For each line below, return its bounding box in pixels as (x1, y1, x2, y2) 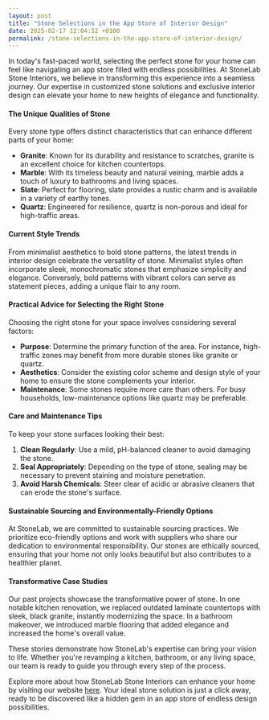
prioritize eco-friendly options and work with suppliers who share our (8, 533, 238, 542)
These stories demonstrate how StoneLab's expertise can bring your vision (8, 644, 257, 654)
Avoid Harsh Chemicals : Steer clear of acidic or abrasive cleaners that (19, 479, 255, 489)
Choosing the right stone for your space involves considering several (8, 317, 237, 327)
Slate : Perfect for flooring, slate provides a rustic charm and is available (19, 185, 258, 195)
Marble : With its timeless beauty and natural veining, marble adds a (19, 168, 244, 178)
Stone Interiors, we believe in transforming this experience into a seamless (8, 73, 255, 83)
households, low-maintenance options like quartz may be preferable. (19, 393, 248, 402)
